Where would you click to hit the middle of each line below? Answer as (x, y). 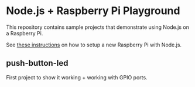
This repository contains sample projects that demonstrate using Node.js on (97, 27)
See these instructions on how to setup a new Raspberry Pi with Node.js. (94, 45)
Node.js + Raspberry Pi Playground (93, 11)
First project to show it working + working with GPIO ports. (77, 77)
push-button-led (37, 63)
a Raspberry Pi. (25, 33)
